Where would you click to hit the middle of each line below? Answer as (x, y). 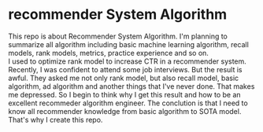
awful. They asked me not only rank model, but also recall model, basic (124, 78)
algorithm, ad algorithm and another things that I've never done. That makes (131, 86)
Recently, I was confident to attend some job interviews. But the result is (125, 69)
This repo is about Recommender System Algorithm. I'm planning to (118, 36)
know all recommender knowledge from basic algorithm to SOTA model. (125, 111)
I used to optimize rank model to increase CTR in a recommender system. (127, 61)
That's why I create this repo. (56, 119)
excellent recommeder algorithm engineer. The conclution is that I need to (128, 103)
